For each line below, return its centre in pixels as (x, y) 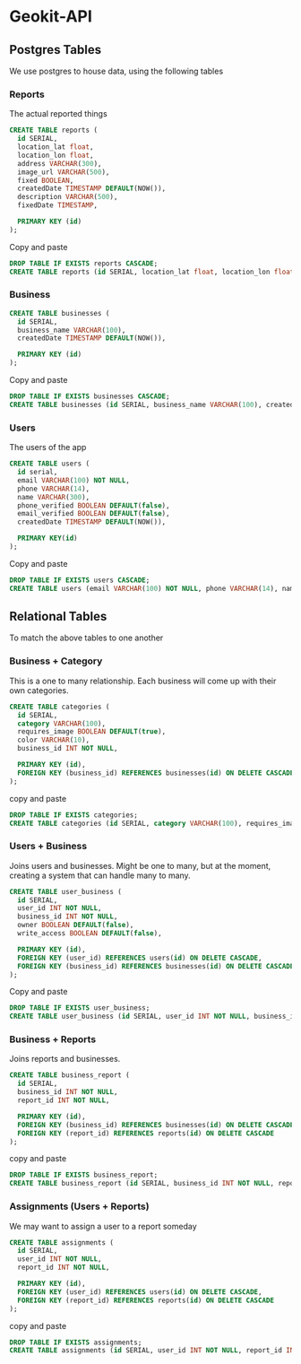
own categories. (39, 690)
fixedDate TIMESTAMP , (58, 205)
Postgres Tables (55, 50)
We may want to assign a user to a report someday (103, 1226)
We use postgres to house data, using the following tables (116, 71)
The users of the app (48, 447)
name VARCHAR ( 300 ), (54, 497)
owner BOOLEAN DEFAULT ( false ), (76, 925)
